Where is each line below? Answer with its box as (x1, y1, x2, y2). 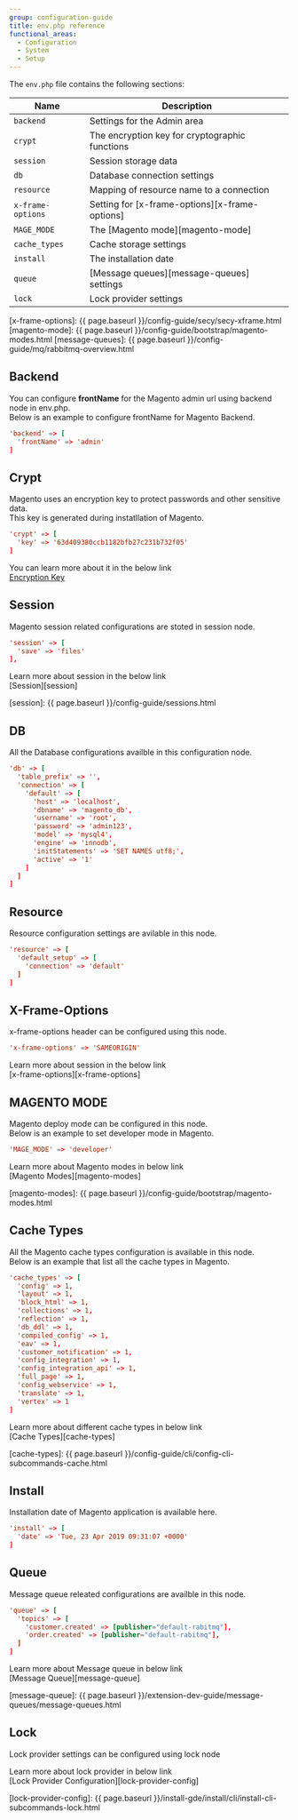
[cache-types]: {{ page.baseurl (9, 1448, 123, 1458)
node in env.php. (9, 402, 71, 413)
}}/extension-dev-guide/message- (137, 1690, 264, 1700)
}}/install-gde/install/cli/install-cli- (153, 1792, 277, 1803)
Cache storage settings (89, 238, 187, 250)
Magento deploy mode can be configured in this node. (9, 1118, 208, 1129)
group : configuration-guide (9, 12, 114, 22)
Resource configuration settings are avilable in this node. (9, 928, 217, 938)
